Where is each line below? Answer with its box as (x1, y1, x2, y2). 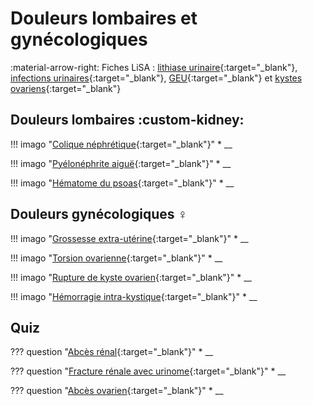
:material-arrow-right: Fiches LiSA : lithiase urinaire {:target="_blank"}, (10, 61, 298, 73)
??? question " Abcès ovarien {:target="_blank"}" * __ (10, 385, 224, 397)
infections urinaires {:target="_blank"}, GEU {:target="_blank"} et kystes (10, 72, 303, 84)
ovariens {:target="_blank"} (10, 82, 122, 94)
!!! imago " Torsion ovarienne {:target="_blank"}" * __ (10, 252, 223, 264)
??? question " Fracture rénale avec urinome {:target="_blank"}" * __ (10, 365, 287, 377)
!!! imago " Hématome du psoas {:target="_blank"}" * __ (10, 177, 235, 189)
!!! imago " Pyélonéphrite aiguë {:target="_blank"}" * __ (10, 157, 232, 169)
